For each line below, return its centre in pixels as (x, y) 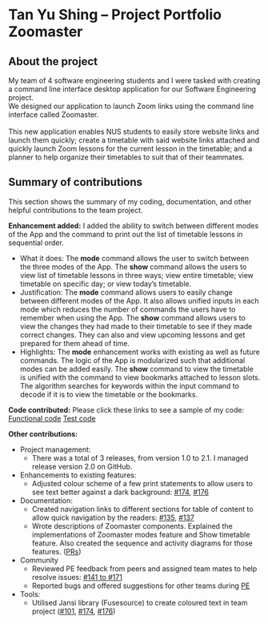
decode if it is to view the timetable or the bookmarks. (109, 394)
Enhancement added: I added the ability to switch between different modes (134, 225)
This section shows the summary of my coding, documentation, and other (130, 201)
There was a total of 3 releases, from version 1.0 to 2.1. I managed (140, 457)
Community (39, 560)
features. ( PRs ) (56, 551)
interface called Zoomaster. (54, 115)
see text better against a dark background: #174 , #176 (120, 492)
